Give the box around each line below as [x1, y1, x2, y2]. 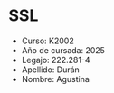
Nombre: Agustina [21, 73, 90, 84]
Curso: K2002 [21, 35, 74, 46]
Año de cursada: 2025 [21, 44, 106, 55]
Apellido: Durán [21, 64, 81, 75]
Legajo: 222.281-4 [21, 54, 91, 65]
